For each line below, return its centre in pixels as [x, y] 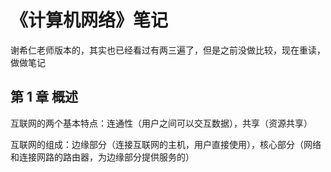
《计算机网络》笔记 [89, 20]
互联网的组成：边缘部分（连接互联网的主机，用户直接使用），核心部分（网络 [166, 144]
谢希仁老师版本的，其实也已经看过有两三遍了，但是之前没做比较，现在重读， [168, 50]
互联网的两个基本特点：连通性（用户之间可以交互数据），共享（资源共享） [161, 123]
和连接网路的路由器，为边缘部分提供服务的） [102, 157]
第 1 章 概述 [44, 97]
